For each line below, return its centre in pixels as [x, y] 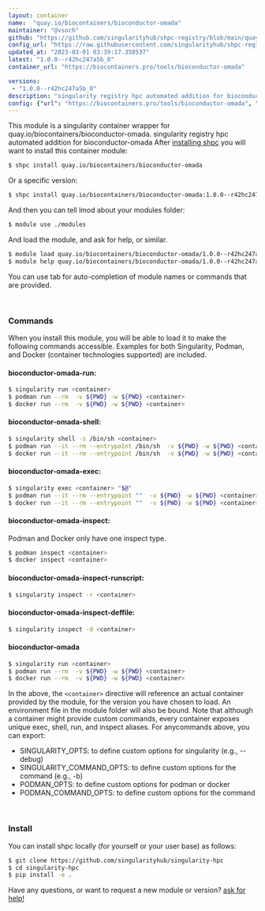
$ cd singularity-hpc [44, 868]
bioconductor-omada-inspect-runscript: [76, 578]
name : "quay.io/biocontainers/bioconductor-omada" [95, 23]
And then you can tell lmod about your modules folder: [97, 210]
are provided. [30, 284]
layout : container [38, 15]
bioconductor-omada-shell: [54, 422]
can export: [27, 736]
